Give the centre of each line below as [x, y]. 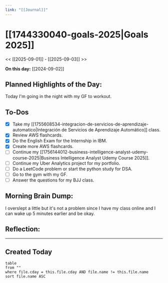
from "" [13, 268]
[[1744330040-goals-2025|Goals [77, 34]
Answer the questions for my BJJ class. [53, 180]
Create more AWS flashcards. [43, 146]
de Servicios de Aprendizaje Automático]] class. [111, 130]
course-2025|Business [36, 157]
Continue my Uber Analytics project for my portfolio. [66, 163]
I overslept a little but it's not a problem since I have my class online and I [80, 208]
